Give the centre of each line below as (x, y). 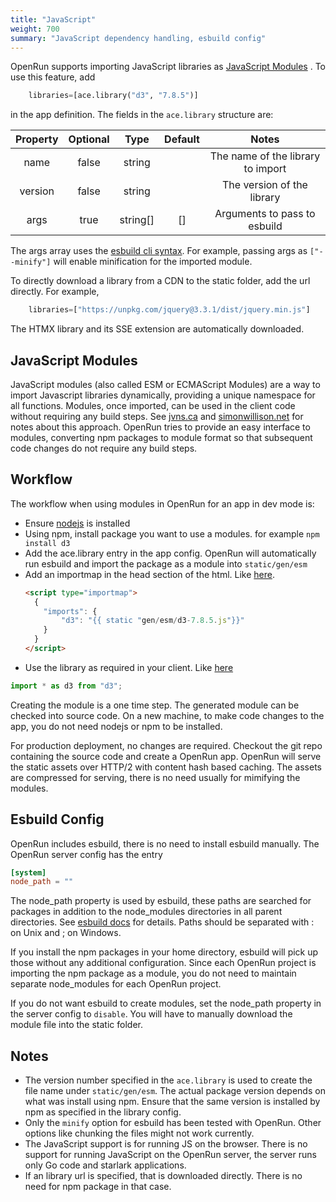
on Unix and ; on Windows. (66, 933)
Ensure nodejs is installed (77, 523)
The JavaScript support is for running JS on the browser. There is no (166, 1144)
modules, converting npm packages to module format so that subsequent (161, 437)
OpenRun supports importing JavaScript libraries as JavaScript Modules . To (168, 67)
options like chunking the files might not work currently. (139, 1133)
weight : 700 (35, 29)
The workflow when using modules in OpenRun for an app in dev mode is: (162, 503)
